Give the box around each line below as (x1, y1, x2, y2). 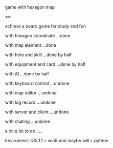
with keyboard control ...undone (5, 81, 69, 86)
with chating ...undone (5, 118, 50, 124)
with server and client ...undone (5, 109, 69, 115)
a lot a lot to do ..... (5, 128, 43, 134)
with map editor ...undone (5, 90, 57, 95)
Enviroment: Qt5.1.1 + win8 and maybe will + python (5, 138, 109, 143)
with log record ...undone (5, 99, 56, 105)
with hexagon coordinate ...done (5, 33, 70, 38)
